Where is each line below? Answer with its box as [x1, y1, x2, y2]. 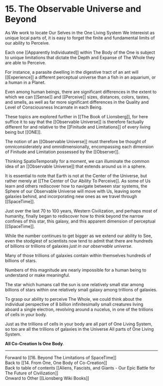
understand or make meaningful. [5, 272, 70, 278]
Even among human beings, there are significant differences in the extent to [5, 89, 157, 95]
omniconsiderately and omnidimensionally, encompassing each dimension [5, 144, 154, 149]
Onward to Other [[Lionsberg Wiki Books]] [5, 375, 89, 381]
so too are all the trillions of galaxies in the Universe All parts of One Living [5, 326, 154, 332]
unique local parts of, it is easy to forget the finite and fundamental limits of [5, 35, 155, 41]
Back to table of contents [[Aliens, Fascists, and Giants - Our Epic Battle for [5, 365, 155, 370]
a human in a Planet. [5, 79, 46, 85]
